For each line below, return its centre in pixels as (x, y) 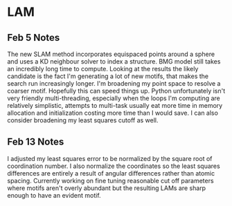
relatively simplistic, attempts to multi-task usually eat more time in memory (115, 105)
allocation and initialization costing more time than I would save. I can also (113, 113)
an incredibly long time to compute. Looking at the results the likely (103, 69)
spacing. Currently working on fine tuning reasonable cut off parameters (110, 180)
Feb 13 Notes (36, 142)
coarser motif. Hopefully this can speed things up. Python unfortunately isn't (116, 91)
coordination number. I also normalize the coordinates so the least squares (114, 166)
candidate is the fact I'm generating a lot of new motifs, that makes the (108, 76)
